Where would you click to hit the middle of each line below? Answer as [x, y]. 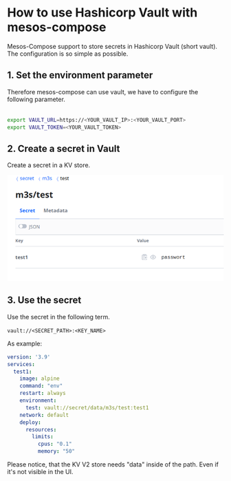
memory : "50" [56, 451]
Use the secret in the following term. [58, 317]
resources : [41, 429]
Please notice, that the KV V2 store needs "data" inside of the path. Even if [113, 464]
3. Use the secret [44, 300]
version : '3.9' [29, 357]
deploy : [30, 422]
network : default [44, 415]
